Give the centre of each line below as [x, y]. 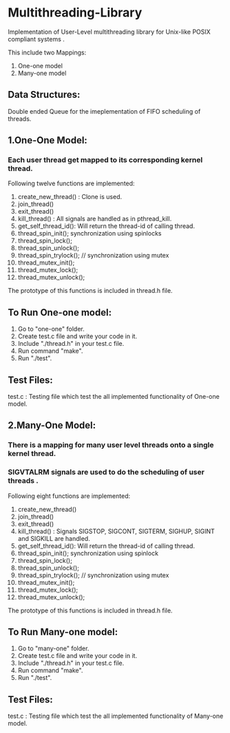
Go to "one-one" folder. [51, 329]
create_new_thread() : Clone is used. [70, 197]
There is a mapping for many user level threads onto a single [111, 445]
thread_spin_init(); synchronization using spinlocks [90, 234]
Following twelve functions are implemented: [71, 183]
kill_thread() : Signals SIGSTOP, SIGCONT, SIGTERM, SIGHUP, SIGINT [116, 531]
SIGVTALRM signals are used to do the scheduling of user [106, 472]
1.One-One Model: [48, 140]
